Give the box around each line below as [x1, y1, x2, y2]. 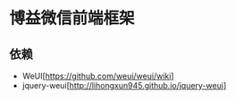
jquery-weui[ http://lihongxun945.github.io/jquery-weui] [21, 80, 227, 90]
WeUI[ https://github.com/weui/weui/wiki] [21, 71, 174, 81]
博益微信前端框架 [9, 8, 136, 29]
